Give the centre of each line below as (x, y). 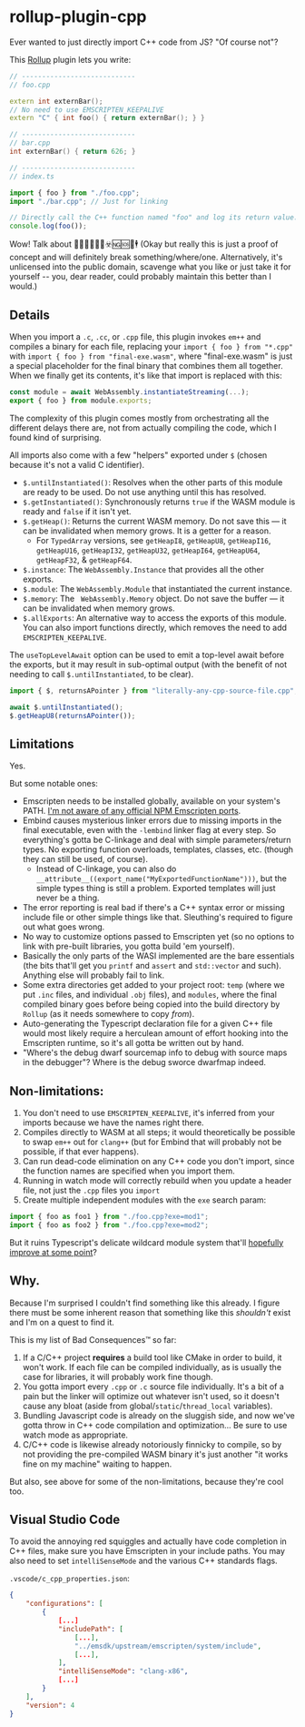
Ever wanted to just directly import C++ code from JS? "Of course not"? (144, 42)
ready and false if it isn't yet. (77, 511)
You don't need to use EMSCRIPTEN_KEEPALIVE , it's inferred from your (148, 1113)
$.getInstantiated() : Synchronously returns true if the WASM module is (159, 502)
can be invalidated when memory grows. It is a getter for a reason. (147, 531)
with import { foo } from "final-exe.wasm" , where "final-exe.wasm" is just (151, 356)
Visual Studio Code (65, 1519)
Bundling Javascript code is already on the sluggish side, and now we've (158, 1415)
